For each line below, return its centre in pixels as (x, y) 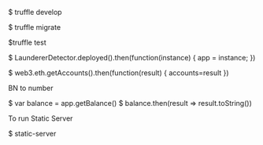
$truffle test (27, 42)
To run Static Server (41, 118)
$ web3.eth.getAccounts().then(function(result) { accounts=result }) (119, 73)
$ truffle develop (35, 12)
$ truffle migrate (35, 27)
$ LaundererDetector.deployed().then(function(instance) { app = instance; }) (132, 58)
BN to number (31, 88)
